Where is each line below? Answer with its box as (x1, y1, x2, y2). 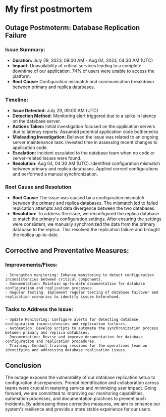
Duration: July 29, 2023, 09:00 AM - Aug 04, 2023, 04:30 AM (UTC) (12, 57, 153, 63)
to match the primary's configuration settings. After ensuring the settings (12, 216, 162, 222)
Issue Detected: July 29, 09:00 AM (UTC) (12, 108, 98, 114)
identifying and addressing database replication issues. (5, 348, 127, 353)
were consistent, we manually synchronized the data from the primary (12, 221, 156, 227)
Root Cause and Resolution (5, 183, 72, 190)
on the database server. (12, 118, 61, 124)
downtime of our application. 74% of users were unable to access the (12, 68, 155, 74)
